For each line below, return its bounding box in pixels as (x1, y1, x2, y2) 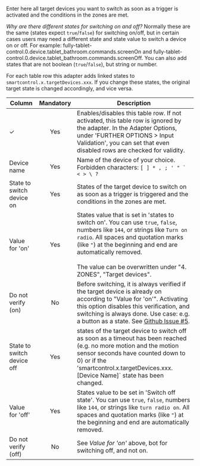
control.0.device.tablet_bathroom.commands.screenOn (6, 48, 142, 55)
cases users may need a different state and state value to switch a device (6, 36, 186, 42)
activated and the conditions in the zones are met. (6, 11, 129, 18)
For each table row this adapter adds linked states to (6, 73, 135, 79)
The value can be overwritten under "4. (77, 263, 187, 271)
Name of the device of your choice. (77, 156, 176, 164)
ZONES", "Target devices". (77, 270, 152, 278)
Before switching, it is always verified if (77, 280, 186, 288)
